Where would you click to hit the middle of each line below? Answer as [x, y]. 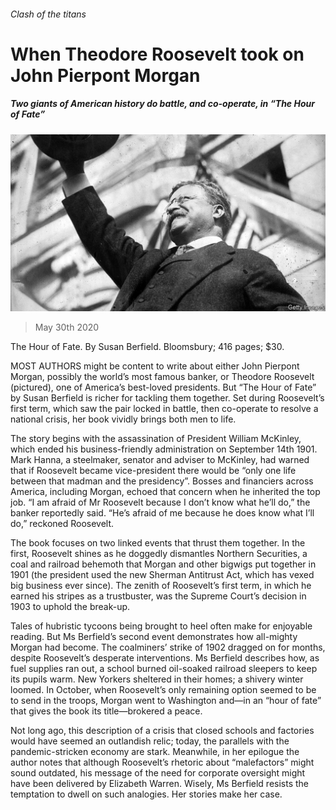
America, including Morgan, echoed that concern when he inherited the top [165, 492]
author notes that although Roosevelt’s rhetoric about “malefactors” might [162, 762]
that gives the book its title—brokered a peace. [106, 711]
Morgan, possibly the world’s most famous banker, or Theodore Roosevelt [162, 377]
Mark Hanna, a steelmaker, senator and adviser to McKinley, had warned [160, 460]
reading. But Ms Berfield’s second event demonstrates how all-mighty [154, 637]
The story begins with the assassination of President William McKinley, [156, 439]
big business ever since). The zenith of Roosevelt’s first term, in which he [161, 586]
